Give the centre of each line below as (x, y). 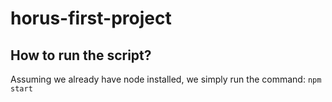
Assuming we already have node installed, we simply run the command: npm (166, 79)
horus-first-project (91, 18)
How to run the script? (81, 55)
